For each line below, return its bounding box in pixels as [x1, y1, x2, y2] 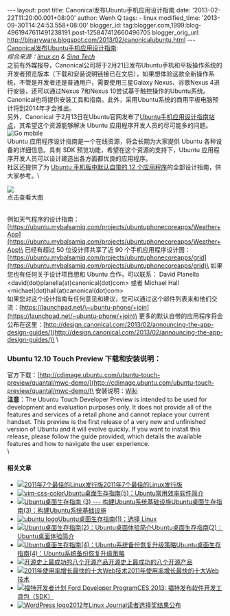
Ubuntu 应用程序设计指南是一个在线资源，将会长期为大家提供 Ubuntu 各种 [7, 137, 216, 145]
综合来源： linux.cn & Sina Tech [7, 52, 95, 61]
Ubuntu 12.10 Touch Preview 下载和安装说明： [7, 354, 161, 363]
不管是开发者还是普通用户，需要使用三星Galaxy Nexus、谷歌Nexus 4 [19, 78, 214, 86]
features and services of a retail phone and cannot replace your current [7, 410, 209, 418]
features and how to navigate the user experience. [7, 440, 150, 448]
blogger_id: [89, 21, 122, 29]
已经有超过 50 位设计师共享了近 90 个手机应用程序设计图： [24, 246, 191, 253]
